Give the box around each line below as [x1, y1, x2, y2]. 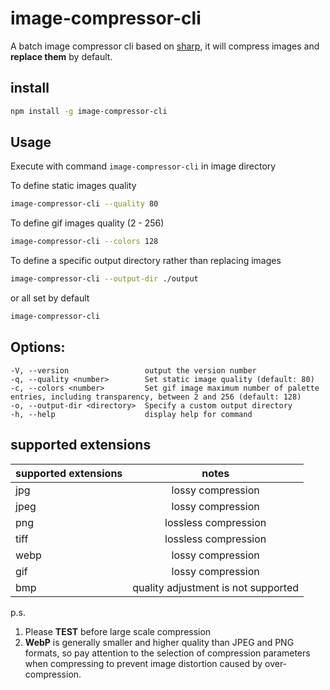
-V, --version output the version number [10, 365, 257, 376]
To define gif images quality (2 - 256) [10, 217, 165, 229]
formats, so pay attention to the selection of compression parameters [24, 647, 311, 659]
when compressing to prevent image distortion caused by [24, 657, 263, 669]
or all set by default [10, 292, 90, 304]
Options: [10, 339, 66, 356]
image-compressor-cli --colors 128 [10, 237, 159, 247]
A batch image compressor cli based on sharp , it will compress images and [10, 40, 320, 52]
